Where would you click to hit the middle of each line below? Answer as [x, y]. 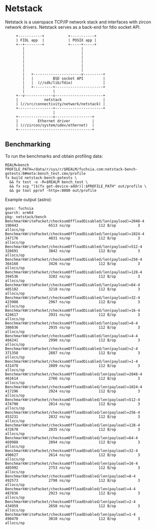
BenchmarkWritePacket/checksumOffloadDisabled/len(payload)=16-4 [72, 310]
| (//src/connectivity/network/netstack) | [61, 104]
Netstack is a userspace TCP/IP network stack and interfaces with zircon [78, 22]
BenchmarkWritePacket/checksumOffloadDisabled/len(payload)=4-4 [71, 336]
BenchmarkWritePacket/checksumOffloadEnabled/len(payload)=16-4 [71, 463]
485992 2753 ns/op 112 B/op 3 [72, 468]
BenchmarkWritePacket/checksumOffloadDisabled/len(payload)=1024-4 [75, 234]
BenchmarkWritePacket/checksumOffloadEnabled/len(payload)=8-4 [70, 476]
